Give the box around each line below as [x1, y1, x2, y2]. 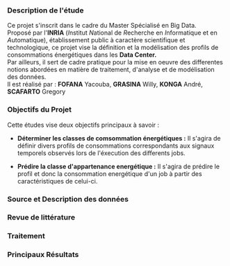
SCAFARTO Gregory [7, 87, 66, 96]
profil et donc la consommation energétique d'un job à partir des [17, 169, 203, 178]
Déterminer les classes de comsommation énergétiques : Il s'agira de [17, 134, 221, 142]
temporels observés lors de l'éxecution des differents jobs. [17, 148, 186, 157]
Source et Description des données [7, 194, 129, 204]
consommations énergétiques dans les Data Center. [7, 51, 157, 59]
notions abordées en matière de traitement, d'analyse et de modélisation [7, 65, 215, 74]
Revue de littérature [7, 213, 75, 222]
